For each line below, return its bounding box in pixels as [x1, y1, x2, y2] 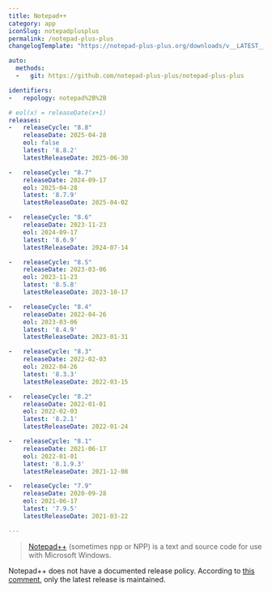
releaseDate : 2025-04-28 [23, 131, 107, 139]
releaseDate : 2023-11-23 [23, 221, 107, 229]
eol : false [23, 139, 60, 147]
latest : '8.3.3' [23, 370, 79, 378]
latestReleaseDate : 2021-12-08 [23, 467, 129, 475]
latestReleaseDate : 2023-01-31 [23, 333, 129, 341]
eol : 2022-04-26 [23, 362, 79, 371]
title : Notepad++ [8, 11, 67, 20]
